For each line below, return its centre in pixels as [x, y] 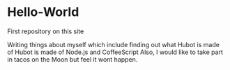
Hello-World [43, 12]
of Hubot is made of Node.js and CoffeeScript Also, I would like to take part [115, 52]
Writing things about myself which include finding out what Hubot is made [113, 44]
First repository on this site [46, 31]
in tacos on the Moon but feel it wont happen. [72, 59]
